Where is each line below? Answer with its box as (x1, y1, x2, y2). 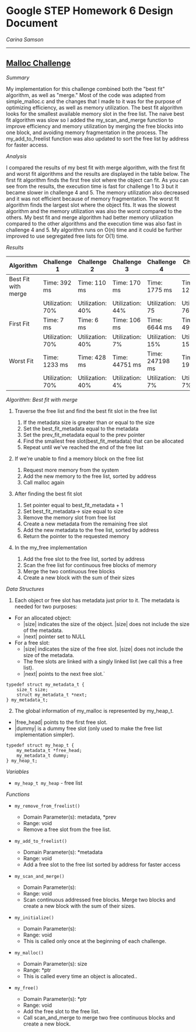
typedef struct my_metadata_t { (6, 681, 85, 688)
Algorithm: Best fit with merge (6, 396, 78, 403)
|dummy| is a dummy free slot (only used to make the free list (14, 725, 162, 732)
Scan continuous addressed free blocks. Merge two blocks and (23, 896, 176, 903)
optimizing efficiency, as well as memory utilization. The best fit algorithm (6, 104, 183, 111)
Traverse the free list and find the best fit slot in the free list (14, 407, 157, 414)
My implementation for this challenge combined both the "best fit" (6, 85, 165, 92)
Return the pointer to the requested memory (23, 532, 129, 539)
